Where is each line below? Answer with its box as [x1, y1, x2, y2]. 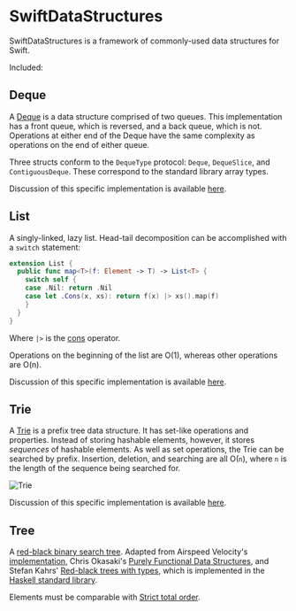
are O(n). [9, 359, 42, 369]
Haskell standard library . [9, 575, 98, 585]
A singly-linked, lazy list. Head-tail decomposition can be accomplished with [9, 232, 287, 243]
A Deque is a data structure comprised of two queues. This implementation [9, 111, 283, 121]
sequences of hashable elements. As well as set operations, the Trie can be [9, 445, 285, 455]
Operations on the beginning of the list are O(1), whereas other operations [9, 350, 278, 360]
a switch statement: [9, 242, 81, 252]
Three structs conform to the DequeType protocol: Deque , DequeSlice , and [9, 157, 271, 167]
